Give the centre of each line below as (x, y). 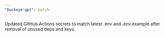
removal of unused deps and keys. (40, 29)
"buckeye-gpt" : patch (27, 10)
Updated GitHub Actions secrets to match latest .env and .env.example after (82, 24)
